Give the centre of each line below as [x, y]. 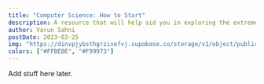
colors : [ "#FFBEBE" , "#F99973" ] [61, 51]
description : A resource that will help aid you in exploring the [119, 23]
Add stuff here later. [40, 73]
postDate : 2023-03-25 [44, 37]
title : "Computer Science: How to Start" [77, 15]
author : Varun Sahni [42, 30]
